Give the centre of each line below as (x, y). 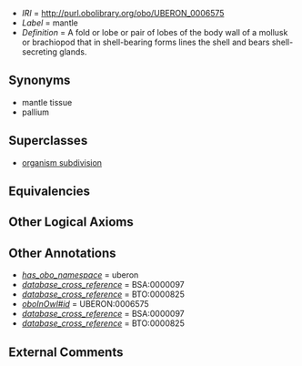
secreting (40, 52)
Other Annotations (62, 253)
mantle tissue (47, 102)
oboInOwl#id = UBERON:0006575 (85, 304)
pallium (35, 112)
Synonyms (40, 81)
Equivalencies (49, 192)
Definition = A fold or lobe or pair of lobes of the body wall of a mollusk (155, 32)
